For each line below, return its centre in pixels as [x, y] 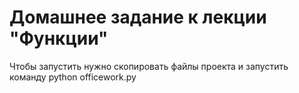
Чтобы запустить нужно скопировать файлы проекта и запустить [149, 66]
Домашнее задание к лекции [138, 17]
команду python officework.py [73, 77]
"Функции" [59, 38]
